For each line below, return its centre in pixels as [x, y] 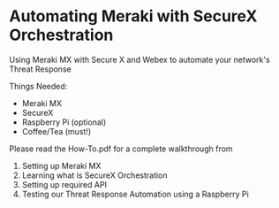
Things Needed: [38, 86]
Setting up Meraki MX [61, 166]
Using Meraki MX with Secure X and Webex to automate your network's [140, 59]
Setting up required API [64, 184]
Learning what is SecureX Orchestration [94, 175]
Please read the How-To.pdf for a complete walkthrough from [121, 149]
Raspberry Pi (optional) [64, 122]
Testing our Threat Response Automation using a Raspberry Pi [135, 194]
